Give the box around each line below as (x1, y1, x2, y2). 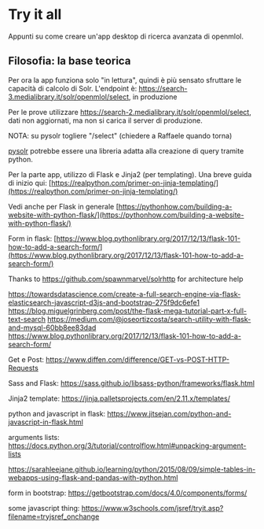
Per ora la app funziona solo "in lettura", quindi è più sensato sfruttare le (8, 75, 242, 84)
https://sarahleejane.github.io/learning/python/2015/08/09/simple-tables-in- (8, 464, 256, 474)
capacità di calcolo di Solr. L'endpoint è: (8, 83, 137, 93)
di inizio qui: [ (8, 178, 52, 187)
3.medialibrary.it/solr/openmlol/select (8, 92, 130, 102)
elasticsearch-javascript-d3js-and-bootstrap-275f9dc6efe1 (8, 298, 200, 307)
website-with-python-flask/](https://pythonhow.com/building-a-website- (8, 210, 244, 220)
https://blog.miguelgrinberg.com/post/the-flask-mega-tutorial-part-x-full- (8, 305, 247, 316)
